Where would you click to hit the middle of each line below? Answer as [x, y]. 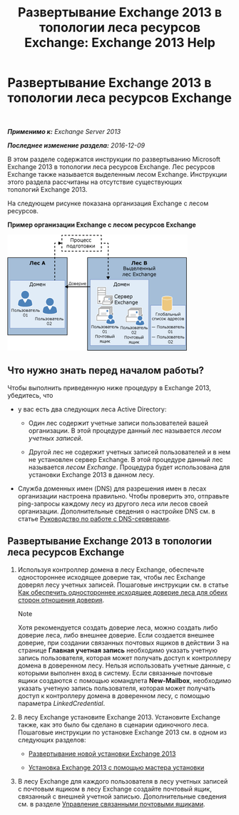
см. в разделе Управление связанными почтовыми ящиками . [111, 804]
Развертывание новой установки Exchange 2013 [102, 754]
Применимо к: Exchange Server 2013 [64, 131]
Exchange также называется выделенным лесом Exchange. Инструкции [117, 174]
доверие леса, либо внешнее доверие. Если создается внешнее [116, 635]
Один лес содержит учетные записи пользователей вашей [118, 423]
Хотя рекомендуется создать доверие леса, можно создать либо [118, 627]
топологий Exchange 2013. [47, 189]
